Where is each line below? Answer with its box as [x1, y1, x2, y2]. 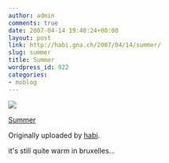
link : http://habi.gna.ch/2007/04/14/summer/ [8, 41, 161, 49]
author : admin [8, 11, 56, 20]
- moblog [8, 78, 37, 86]
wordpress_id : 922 [8, 64, 69, 72]
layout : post [8, 33, 52, 42]
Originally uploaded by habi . [8, 130, 101, 140]
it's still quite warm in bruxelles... [8, 146, 116, 155]
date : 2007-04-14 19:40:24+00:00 [8, 26, 119, 34]
